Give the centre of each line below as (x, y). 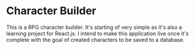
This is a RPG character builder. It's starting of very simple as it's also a (94, 27)
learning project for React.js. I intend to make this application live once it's (97, 33)
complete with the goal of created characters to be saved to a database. (95, 40)
